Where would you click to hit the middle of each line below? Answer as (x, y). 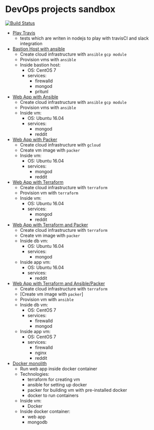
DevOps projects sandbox (60, 9)
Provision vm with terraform (49, 193)
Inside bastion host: (40, 65)
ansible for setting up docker (57, 384)
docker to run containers (53, 395)
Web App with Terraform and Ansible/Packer (59, 283)
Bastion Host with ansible (39, 49)
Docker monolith (29, 363)
